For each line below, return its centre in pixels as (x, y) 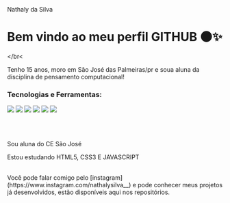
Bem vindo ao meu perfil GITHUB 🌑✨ (115, 37)
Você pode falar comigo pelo (48, 178)
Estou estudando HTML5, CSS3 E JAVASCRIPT (73, 157)
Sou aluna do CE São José (44, 144)
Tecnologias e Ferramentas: (55, 94)
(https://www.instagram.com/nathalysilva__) (69, 185)
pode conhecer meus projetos (180, 185)
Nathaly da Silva (30, 9)
